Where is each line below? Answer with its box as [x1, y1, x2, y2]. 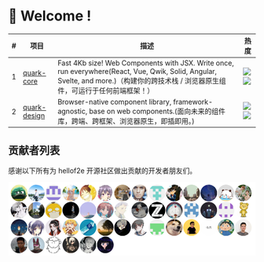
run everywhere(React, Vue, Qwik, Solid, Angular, [57, 66, 218, 76]
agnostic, [57, 106, 88, 116]
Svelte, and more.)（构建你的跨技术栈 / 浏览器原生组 [57, 76, 226, 85]
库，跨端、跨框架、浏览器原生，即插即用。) [57, 116, 195, 125]
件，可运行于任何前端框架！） [57, 86, 155, 95]
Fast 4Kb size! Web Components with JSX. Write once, [57, 58, 234, 68]
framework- [173, 97, 214, 106]
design [23, 111, 46, 120]
